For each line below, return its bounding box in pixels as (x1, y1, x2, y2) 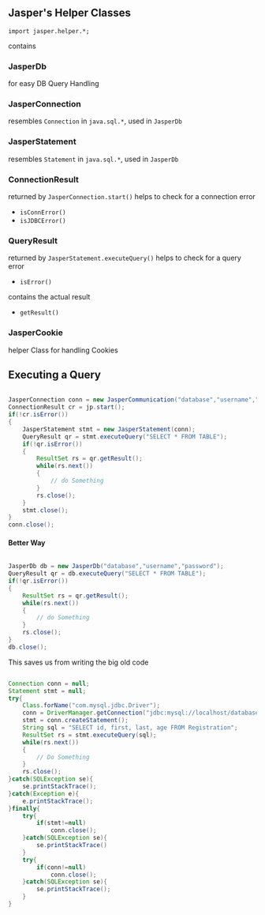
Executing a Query (8, 367, 101, 382)
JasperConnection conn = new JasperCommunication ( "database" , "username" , (8, 396, 256, 404)
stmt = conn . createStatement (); (22, 717, 129, 725)
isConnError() (19, 209, 66, 217)
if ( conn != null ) (36, 863, 87, 872)
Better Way (8, 537, 46, 548)
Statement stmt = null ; (8, 687, 87, 695)
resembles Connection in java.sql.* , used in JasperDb (8, 116, 183, 126)
